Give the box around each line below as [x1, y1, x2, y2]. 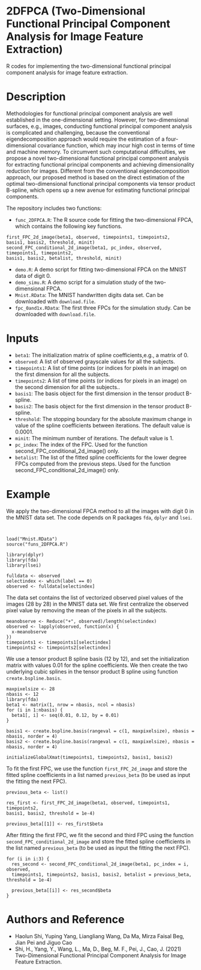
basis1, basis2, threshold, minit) [6, 239, 95, 245]
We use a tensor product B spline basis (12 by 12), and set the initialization [6, 655, 190, 662]
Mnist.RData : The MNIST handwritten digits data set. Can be [14, 291, 164, 298]
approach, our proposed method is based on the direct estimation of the [6, 173, 185, 181]
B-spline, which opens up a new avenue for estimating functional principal [6, 186, 190, 194]
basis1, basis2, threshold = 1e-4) [6, 810, 95, 816]
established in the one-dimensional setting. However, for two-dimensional [6, 116, 189, 123]
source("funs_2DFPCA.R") [6, 541, 68, 547]
